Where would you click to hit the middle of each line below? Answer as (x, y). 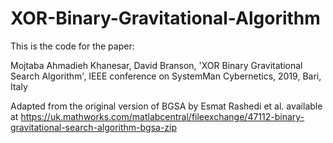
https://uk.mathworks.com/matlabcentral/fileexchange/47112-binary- (162, 116)
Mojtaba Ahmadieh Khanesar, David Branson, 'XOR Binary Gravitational (156, 65)
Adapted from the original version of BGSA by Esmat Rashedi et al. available (166, 106)
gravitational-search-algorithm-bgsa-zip (94, 127)
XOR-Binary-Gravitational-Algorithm (165, 18)
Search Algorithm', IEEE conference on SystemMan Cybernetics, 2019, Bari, (166, 76)
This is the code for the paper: (72, 46)
